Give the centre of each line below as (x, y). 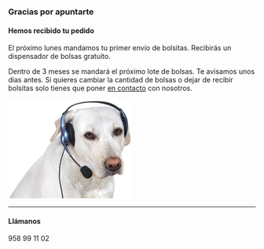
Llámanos (24, 221)
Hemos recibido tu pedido (51, 31)
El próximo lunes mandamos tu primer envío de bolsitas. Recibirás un (120, 48)
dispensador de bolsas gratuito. (60, 57)
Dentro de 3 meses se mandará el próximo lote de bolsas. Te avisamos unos (132, 71)
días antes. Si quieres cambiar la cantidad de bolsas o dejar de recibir (121, 80)
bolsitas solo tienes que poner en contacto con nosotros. (100, 88)
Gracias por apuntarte (51, 12)
